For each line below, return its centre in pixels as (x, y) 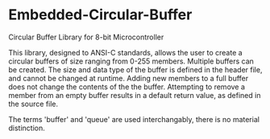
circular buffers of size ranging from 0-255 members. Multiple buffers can (131, 61)
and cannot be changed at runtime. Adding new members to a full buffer (129, 78)
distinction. (27, 128)
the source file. (33, 104)
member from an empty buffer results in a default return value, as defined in (135, 95)
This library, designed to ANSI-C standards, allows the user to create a (126, 52)
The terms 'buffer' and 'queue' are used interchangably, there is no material (134, 119)
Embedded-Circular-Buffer (100, 15)
